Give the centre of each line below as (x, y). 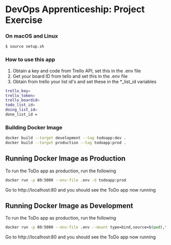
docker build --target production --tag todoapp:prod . (66, 143)
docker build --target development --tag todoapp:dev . (66, 138)
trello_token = (20, 96)
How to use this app (30, 59)
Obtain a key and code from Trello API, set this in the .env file (77, 71)
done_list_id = (21, 115)
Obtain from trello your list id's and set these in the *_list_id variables (84, 81)
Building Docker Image (34, 127)
